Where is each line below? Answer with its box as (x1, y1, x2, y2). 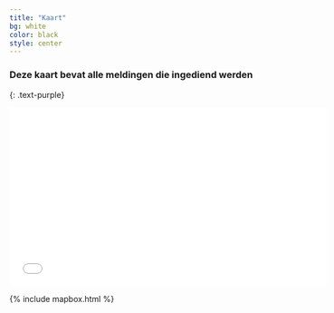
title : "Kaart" (9, 13, 67, 23)
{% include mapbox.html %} (9, 293, 115, 304)
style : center (9, 38, 63, 48)
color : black (9, 30, 59, 39)
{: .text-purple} (9, 89, 65, 100)
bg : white (9, 22, 47, 31)
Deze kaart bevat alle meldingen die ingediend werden (9, 69, 253, 82)
